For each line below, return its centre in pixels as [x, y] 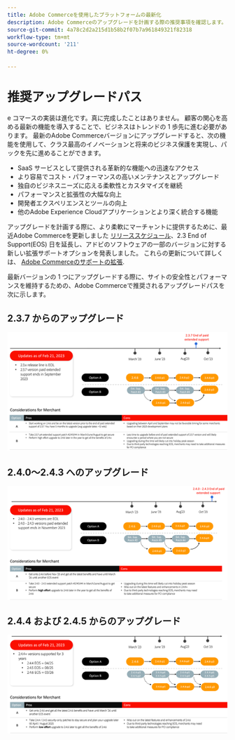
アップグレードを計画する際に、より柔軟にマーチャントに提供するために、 [114, 226]
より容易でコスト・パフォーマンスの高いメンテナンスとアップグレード [118, 176]
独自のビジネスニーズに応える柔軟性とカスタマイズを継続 [100, 185]
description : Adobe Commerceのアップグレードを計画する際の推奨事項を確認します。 [117, 22]
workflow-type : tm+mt [39, 37]
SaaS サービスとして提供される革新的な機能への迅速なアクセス [108, 168]
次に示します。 [29, 294]
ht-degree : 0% [28, 52]
